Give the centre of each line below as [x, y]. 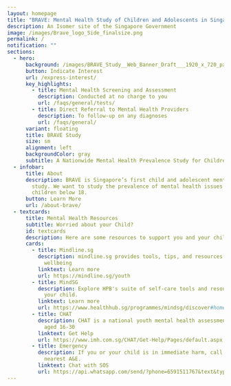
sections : [21, 52]
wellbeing [58, 263]
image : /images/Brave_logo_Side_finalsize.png [75, 33]
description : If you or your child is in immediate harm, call [130, 353]
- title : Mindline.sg [63, 250]
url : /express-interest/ [61, 77]
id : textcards [46, 231]
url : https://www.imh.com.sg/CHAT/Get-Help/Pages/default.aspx [130, 340]
